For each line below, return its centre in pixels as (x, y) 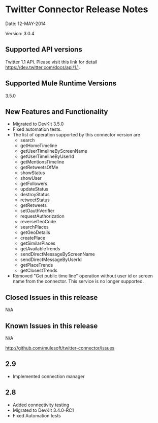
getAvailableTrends (40, 249)
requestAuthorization (42, 216)
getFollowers (34, 184)
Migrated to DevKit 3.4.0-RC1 (43, 410)
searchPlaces (35, 227)
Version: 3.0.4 (20, 33)
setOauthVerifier (37, 211)
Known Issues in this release (52, 326)
